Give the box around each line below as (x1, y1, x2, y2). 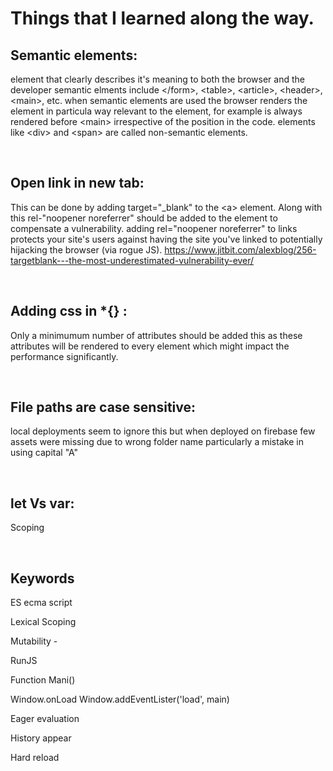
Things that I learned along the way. (10, 7, 315, 30)
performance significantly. (10, 350, 119, 362)
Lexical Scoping (10, 616, 77, 628)
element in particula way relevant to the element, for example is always (10, 105, 303, 117)
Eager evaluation (10, 713, 80, 725)
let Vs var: (10, 495, 75, 512)
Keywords (10, 570, 75, 587)
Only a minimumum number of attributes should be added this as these (10, 329, 303, 341)
